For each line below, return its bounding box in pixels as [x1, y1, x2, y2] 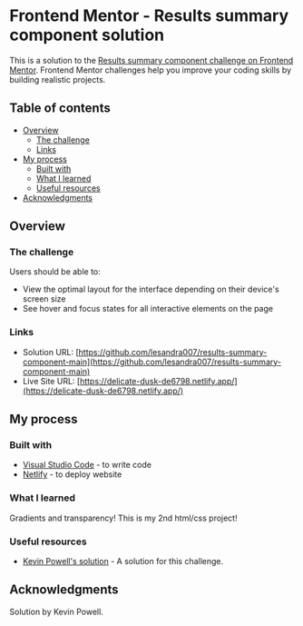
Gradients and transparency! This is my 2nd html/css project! [9, 512, 238, 523]
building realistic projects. [9, 74, 106, 84]
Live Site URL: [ [22, 375, 81, 386]
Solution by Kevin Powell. [9, 606, 104, 617]
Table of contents [9, 101, 111, 116]
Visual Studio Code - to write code [22, 460, 152, 471]
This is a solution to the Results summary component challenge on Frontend [9, 55, 294, 65]
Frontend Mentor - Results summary [9, 5, 289, 26]
